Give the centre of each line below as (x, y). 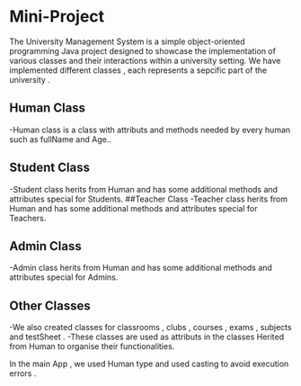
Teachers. (28, 218)
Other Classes (50, 305)
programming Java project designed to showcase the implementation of (143, 50)
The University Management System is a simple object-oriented (127, 41)
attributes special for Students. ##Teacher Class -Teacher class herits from (149, 199)
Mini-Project (57, 17)
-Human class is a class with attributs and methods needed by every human (150, 130)
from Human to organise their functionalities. (92, 346)
